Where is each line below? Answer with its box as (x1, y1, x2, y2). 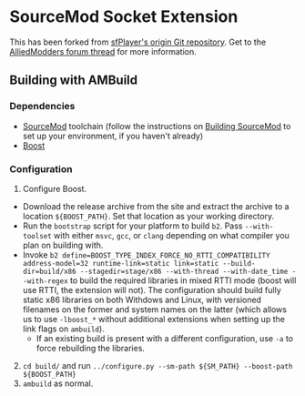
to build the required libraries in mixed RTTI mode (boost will (69, 275, 297, 286)
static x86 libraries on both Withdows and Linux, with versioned (22, 294, 262, 305)
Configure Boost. (22, 183, 87, 194)
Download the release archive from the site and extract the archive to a (22, 200, 290, 211)
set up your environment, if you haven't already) (22, 130, 204, 141)
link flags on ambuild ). (22, 323, 105, 334)
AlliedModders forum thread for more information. (9, 46, 198, 56)
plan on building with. (22, 239, 104, 250)
